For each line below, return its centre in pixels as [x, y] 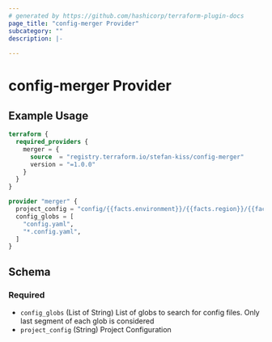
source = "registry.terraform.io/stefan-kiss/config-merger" [137, 157]
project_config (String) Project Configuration [96, 329]
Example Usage [49, 115]
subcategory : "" [36, 31]
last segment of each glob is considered [87, 321]
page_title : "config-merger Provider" [74, 23]
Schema [30, 272]
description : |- [36, 38]
